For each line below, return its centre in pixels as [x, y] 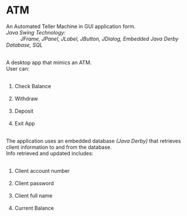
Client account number [42, 170]
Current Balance [34, 208]
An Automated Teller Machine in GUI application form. [71, 26]
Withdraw [26, 98]
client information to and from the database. [59, 147]
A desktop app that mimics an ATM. [49, 62]
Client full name [33, 196]
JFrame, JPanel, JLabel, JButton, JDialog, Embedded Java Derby [99, 39]
